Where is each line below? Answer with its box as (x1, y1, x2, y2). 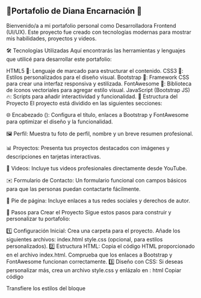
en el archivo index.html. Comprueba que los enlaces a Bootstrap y (6, 251, 173, 258)
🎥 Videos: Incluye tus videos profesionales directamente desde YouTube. (6, 164, 188, 172)
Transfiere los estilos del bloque (6, 284, 86, 292)
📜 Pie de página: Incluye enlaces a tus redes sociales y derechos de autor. (6, 197, 191, 204)
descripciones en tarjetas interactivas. (6, 153, 101, 160)
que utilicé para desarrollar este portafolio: (6, 55, 112, 63)
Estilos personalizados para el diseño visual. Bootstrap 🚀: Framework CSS (6, 73, 190, 81)
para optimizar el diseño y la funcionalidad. (6, 118, 113, 125)
